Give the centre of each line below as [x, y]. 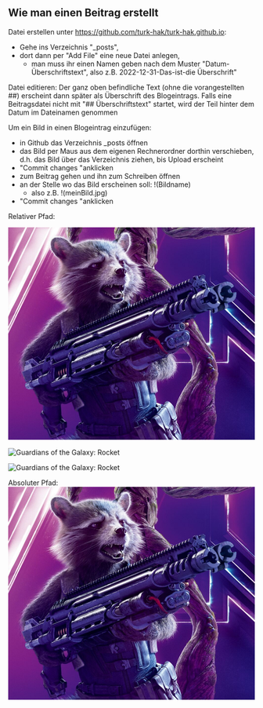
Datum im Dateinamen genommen [63, 112]
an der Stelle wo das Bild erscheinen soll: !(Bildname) [105, 184]
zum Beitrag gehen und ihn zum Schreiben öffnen [100, 176]
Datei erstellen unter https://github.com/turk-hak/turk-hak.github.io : [117, 31]
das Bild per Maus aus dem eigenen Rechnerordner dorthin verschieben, [137, 151]
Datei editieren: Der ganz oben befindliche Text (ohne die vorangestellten [126, 87]
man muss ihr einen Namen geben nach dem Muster [116, 64]
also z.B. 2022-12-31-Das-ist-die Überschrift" [163, 72]
